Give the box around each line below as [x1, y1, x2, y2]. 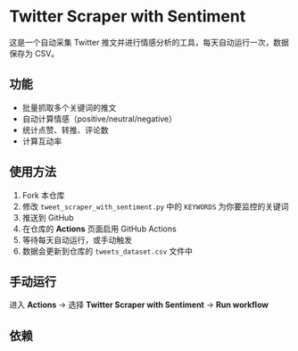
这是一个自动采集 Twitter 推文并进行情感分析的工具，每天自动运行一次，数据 [9, 37, 290, 47]
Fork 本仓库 [21, 189, 65, 200]
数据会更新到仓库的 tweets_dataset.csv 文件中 [21, 246, 194, 256]
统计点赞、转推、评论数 [21, 124, 109, 135]
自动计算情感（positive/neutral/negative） [21, 113, 177, 124]
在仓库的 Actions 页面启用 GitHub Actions [21, 223, 177, 234]
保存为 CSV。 [9, 47, 60, 59]
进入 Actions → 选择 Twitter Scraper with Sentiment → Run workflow [9, 299, 269, 310]
